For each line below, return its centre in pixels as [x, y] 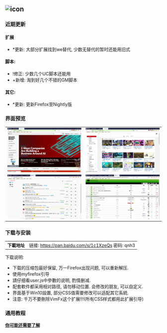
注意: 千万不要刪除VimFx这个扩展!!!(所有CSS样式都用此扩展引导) [78, 299]
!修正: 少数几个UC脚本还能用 [42, 73]
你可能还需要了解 [23, 325]
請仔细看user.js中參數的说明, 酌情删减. [51, 281]
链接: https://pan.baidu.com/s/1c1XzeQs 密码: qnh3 [82, 245]
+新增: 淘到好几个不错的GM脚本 [45, 80]
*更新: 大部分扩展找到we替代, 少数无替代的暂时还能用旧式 [71, 49]
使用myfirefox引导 [31, 274]
